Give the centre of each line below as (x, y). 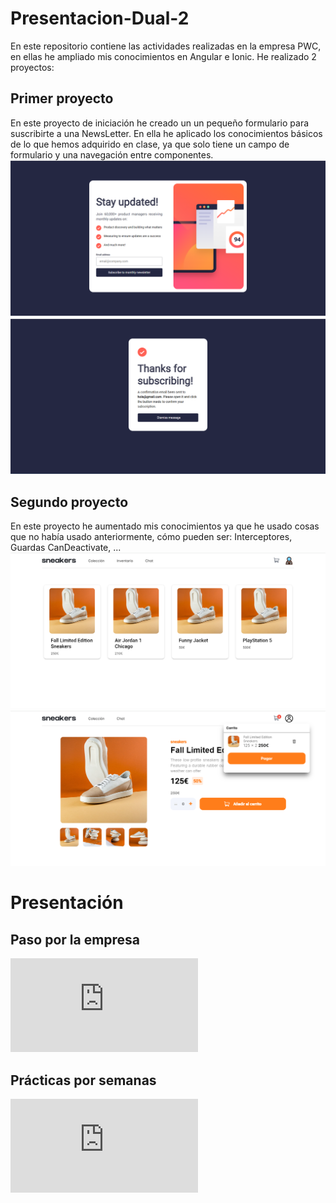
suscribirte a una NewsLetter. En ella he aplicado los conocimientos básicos (166, 133)
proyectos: (32, 67)
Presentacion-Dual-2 (100, 18)
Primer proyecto (62, 98)
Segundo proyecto (69, 502)
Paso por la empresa (75, 939)
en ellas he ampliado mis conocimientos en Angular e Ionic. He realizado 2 (163, 56)
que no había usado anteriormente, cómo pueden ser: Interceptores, (151, 537)
